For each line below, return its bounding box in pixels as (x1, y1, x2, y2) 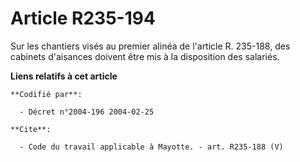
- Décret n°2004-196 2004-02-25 (19, 107, 155, 117)
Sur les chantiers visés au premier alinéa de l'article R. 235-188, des (10, 40, 291, 52)
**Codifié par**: (10, 89, 83, 99)
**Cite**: (10, 124, 52, 134)
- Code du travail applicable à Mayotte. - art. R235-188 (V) (19, 142, 284, 152)
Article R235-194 (10, 7, 156, 30)
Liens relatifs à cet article (10, 70, 118, 82)
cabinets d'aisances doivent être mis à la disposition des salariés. (10, 50, 280, 62)
